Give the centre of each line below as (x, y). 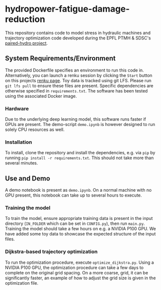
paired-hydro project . (26, 43)
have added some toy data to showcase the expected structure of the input (80, 234)
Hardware (17, 109)
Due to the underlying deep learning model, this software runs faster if (76, 119)
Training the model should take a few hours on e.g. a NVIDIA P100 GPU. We (80, 229)
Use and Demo (27, 178)
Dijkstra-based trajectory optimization (51, 252)
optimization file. (22, 283)
